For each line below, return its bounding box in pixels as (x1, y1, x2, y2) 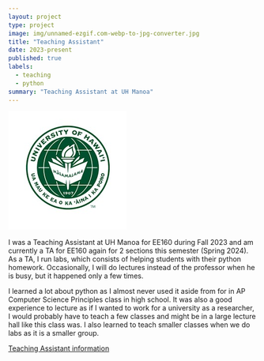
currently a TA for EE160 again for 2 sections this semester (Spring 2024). (8, 246, 249, 255)
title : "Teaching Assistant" (8, 38, 104, 46)
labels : (8, 63, 34, 71)
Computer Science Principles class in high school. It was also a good (8, 295, 233, 304)
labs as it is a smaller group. (8, 328, 100, 337)
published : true (8, 55, 62, 62)
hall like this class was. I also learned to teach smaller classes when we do (8, 320, 251, 329)
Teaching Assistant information (8, 344, 110, 353)
